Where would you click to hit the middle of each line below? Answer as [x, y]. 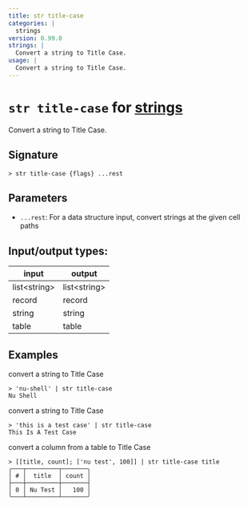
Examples [33, 355]
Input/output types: [58, 251]
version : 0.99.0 [35, 38]
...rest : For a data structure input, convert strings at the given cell [130, 217]
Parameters [38, 198]
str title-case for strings [96, 107]
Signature [33, 155]
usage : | [23, 61]
